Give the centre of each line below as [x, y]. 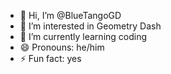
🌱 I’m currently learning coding [83, 36]
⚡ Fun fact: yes [50, 58]
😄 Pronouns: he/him [62, 47]
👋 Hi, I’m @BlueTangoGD [70, 15]
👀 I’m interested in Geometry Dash [90, 26]
